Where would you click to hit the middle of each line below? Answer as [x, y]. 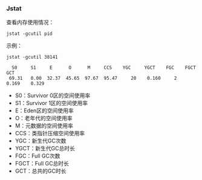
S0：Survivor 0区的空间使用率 [53, 95]
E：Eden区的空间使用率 [44, 111]
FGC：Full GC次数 [37, 156]
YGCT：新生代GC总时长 [45, 149]
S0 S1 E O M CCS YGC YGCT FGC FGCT [104, 68]
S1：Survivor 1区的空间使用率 [51, 103]
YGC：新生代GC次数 [41, 141]
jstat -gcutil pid [29, 34]
